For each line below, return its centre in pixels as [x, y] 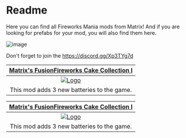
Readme [27, 10]
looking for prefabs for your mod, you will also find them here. [81, 32]
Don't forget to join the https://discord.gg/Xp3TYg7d [70, 55]
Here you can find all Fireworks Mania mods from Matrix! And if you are [93, 27]
